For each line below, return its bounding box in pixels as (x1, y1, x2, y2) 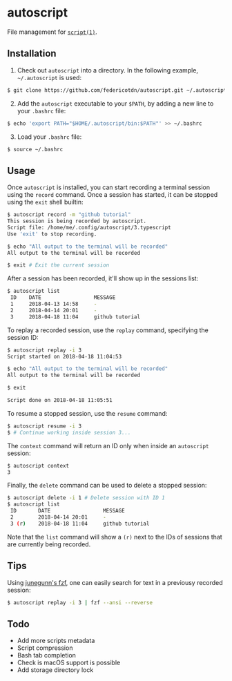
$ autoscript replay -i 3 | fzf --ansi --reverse (7, 599, 153, 606)
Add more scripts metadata (17, 637, 95, 645)
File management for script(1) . (7, 28, 98, 36)
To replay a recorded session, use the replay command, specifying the (7, 326, 209, 334)
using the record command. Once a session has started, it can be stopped (7, 191, 218, 199)
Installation (7, 48, 57, 59)
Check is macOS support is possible (17, 658, 121, 667)
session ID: (7, 333, 39, 341)
